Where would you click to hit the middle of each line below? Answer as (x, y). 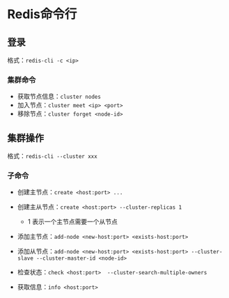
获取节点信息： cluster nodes (59, 96)
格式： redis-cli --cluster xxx (52, 156)
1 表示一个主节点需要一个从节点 (73, 222)
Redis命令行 (42, 14)
